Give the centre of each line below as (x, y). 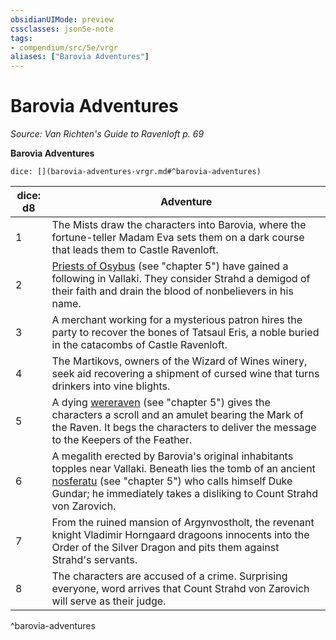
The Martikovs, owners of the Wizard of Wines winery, (179, 361)
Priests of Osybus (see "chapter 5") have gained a (170, 266)
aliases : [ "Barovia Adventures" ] (80, 57)
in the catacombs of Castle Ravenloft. (139, 345)
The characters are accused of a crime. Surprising (169, 576)
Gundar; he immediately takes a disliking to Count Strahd (185, 494)
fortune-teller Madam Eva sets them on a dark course (178, 238)
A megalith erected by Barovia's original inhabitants (172, 456)
